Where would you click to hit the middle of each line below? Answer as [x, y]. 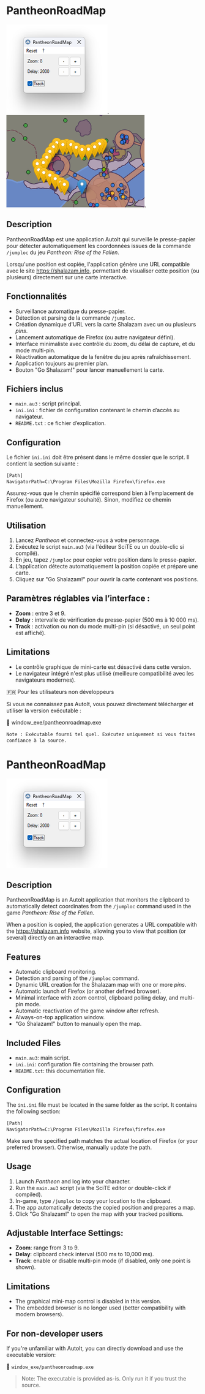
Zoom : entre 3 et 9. [40, 613]
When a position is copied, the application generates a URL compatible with [102, 925]
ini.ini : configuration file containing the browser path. [85, 1064]
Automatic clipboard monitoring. [56, 972]
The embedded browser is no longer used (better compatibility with [100, 1308]
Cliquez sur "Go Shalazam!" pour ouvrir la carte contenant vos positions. [107, 579]
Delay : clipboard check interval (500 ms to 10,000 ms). [84, 1254]
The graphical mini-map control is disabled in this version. [88, 1302]
